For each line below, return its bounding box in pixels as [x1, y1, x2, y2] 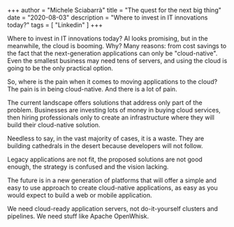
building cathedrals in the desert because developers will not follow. [7, 142, 203, 149]
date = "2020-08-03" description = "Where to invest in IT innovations [7, 13, 208, 22]
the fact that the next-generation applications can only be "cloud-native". [7, 49, 218, 57]
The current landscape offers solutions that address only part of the [7, 98, 203, 107]
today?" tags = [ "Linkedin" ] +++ [7, 21, 103, 29]
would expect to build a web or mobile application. [7, 191, 152, 199]
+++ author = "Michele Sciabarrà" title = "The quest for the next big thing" [7, 6, 221, 14]
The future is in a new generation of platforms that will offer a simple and [7, 176, 217, 184]
